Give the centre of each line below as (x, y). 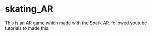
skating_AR (29, 9)
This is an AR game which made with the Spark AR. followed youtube (76, 23)
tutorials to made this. (27, 28)
